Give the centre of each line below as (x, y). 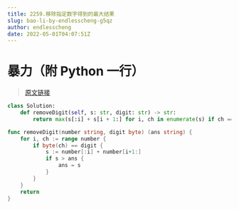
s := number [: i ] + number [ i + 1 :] (93, 152)
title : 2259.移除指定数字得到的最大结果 (61, 14)
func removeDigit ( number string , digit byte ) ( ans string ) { (100, 132)
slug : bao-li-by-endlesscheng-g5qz (60, 21)
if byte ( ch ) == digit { (68, 146)
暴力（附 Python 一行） (76, 71)
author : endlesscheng (39, 27)
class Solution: (31, 106)
